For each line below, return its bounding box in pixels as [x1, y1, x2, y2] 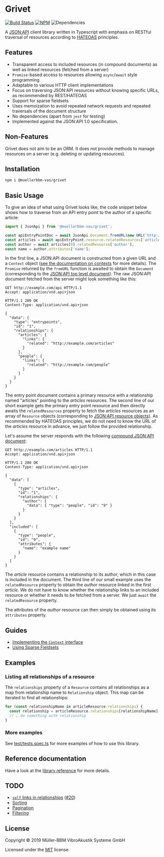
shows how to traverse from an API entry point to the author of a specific [5, 209, 152, 215]
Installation [5, 165, 40, 173]
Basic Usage [5, 191, 44, 200]
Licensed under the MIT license [5, 847, 69, 853]
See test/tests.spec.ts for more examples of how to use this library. [5, 740, 140, 746]
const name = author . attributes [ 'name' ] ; [5, 247, 91, 251]
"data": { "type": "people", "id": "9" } [26, 503, 112, 508]
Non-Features [5, 133, 49, 141]
